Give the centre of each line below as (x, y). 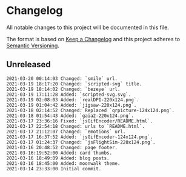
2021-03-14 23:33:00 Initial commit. (54, 169)
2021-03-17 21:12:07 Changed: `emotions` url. (66, 132)
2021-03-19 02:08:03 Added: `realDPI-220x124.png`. (73, 100)
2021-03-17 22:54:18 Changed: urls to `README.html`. (76, 126)
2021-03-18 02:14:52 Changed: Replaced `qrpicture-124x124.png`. (90, 110)
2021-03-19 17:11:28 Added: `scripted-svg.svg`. (69, 95)
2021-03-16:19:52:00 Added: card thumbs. (59, 153)
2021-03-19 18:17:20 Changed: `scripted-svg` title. (74, 84)
